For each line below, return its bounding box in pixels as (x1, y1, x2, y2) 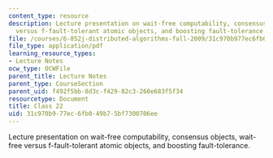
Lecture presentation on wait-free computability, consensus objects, (8, 132, 237, 142)
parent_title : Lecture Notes (8, 72, 107, 80)
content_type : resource (8, 11, 89, 20)
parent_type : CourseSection (8, 79, 104, 88)
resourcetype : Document (8, 95, 89, 103)
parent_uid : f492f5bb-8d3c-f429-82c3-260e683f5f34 (8, 87, 184, 96)
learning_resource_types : (8, 49, 96, 58)
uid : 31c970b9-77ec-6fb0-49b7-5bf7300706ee (8, 110, 158, 118)
